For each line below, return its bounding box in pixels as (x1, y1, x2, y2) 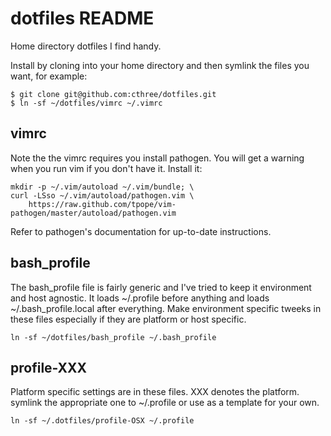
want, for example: (10, 70, 88, 82)
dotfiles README (10, 7, 155, 30)
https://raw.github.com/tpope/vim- (28, 199, 177, 209)
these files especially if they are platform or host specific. (10, 313, 247, 325)
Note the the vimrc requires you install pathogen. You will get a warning (10, 152, 305, 164)
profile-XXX (10, 359, 88, 376)
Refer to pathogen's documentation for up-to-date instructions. (10, 225, 272, 237)
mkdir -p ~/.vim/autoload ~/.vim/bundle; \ (10, 182, 195, 192)
